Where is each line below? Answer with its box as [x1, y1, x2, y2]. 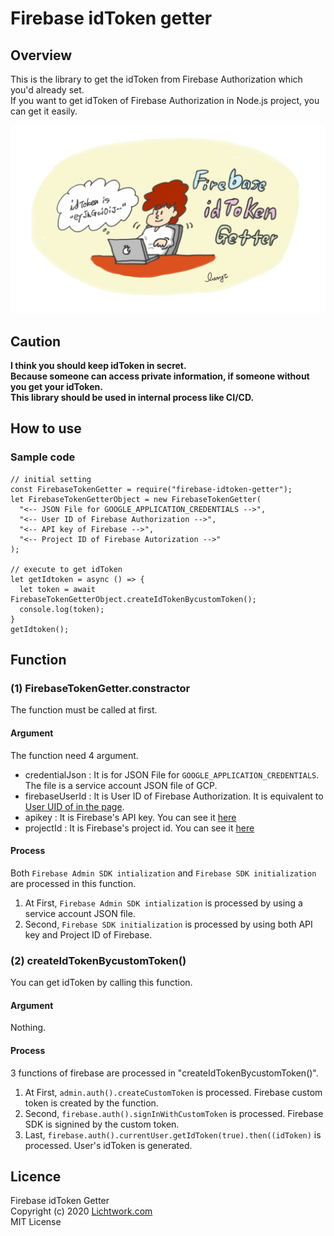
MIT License [10, 1216, 62, 1228]
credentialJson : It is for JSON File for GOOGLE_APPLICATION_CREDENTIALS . [24, 768, 320, 781]
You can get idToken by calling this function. [10, 977, 193, 989]
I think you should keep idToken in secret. [10, 360, 187, 372]
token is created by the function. [24, 1097, 159, 1109]
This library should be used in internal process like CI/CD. [10, 392, 255, 404]
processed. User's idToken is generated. [24, 1139, 193, 1151]
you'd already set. [10, 84, 85, 96]
